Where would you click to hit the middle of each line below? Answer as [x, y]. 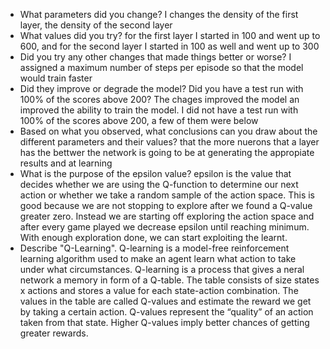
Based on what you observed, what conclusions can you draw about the [168, 131]
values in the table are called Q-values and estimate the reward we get [165, 301]
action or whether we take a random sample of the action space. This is [167, 195]
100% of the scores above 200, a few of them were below [139, 120]
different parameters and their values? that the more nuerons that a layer [169, 142]
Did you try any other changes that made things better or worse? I [155, 57]
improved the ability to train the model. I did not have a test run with [159, 110]
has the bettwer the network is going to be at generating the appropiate [167, 152]
